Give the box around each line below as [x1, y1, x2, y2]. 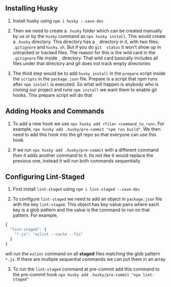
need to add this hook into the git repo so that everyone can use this [12, 131, 157, 137]
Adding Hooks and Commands [5, 107, 105, 116]
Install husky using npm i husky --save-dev [12, 17, 104, 24]
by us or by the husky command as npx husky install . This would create [12, 33, 166, 39]
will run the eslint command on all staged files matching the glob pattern [5, 251, 160, 257]
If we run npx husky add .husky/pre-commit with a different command [12, 147, 159, 153]
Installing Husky [5, 4, 58, 13]
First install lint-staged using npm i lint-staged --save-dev [12, 186, 140, 192]
